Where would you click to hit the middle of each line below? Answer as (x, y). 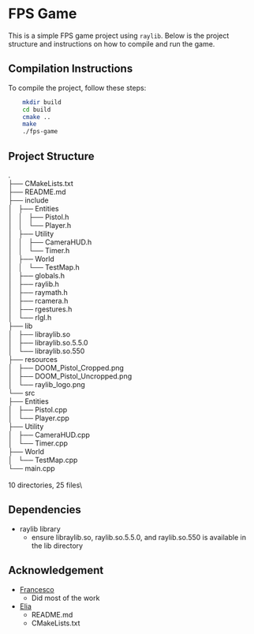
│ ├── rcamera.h (38, 300)
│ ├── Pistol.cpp (38, 409)
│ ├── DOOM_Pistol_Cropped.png (66, 367)
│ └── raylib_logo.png (47, 384)
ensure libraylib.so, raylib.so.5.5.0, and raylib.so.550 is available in (139, 537)
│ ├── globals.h (37, 275)
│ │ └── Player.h (40, 225)
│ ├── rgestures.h (40, 309)
